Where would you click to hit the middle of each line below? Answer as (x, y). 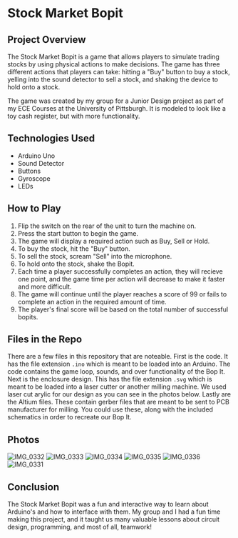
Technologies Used (51, 138)
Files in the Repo (45, 340)
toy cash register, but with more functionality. (74, 116)
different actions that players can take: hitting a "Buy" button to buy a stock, (119, 72)
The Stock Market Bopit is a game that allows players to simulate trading (113, 56)
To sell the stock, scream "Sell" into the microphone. (95, 256)
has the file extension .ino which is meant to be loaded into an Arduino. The (119, 364)
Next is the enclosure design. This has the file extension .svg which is (110, 379)
